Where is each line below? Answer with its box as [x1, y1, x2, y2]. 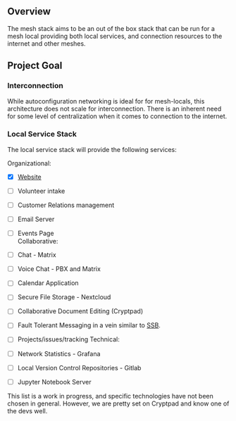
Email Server [17, 215, 55, 223]
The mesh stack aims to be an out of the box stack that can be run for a [7, 24, 215, 32]
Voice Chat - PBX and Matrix [17, 265, 101, 273]
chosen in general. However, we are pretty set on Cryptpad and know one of [7, 399, 230, 408]
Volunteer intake [17, 187, 66, 195]
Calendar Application [17, 279, 79, 287]
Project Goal [7, 60, 63, 72]
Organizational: [7, 158, 51, 168]
